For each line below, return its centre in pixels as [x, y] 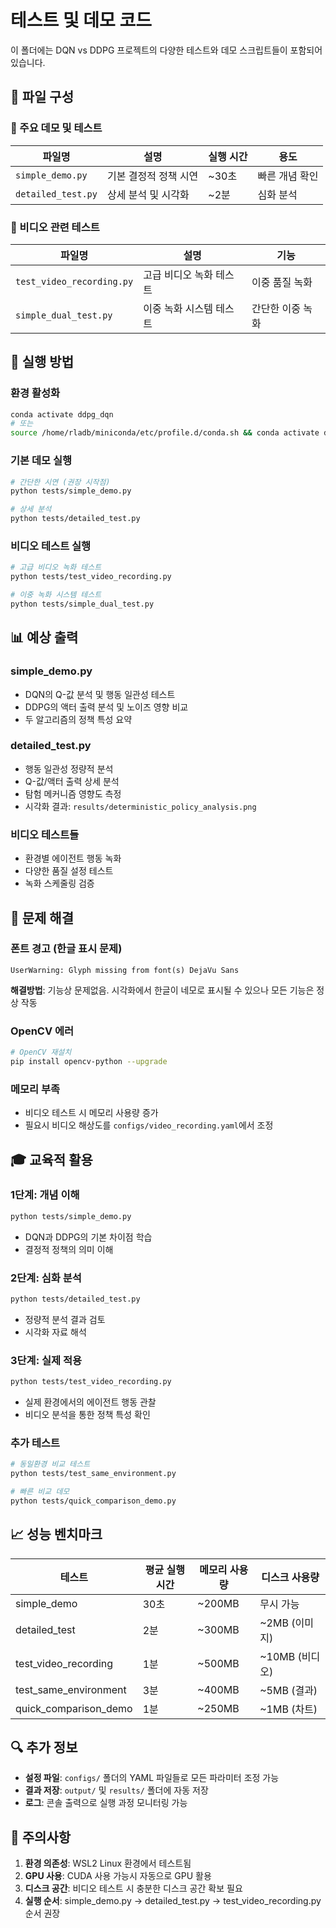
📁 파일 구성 [42, 97]
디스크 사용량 [290, 1577]
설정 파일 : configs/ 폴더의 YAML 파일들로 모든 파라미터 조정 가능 [152, 1778]
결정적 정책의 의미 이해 [69, 1249]
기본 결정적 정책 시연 [152, 176]
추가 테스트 [35, 1443]
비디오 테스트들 [45, 834]
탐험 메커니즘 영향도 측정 [73, 793]
